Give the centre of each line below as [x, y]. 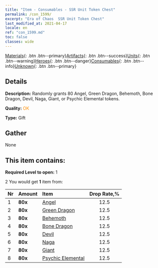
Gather [16, 133]
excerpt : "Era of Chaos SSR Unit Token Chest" [55, 19]
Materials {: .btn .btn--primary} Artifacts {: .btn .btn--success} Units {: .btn [78, 56]
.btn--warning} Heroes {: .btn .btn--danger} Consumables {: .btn [68, 61]
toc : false [16, 37]
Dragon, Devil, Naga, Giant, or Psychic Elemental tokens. [63, 98]
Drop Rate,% [104, 194]
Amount [28, 194]
